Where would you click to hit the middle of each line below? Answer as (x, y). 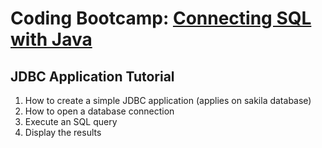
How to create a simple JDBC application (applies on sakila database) (168, 100)
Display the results (63, 132)
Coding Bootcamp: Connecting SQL (161, 18)
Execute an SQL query (71, 121)
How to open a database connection (99, 111)
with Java (51, 39)
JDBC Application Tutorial (92, 76)
